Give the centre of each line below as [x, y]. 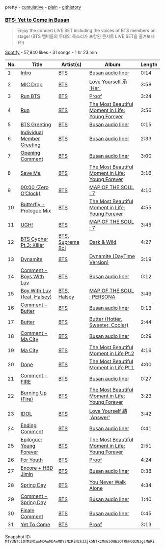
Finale [27, 511]
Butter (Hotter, [106, 319]
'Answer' [100, 418]
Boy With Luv [36, 291]
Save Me [30, 173]
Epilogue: [31, 440]
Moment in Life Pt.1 [112, 368]
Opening [30, 153]
